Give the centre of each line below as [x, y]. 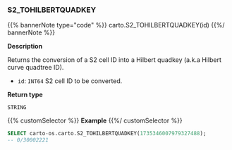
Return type [25, 95]
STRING [17, 108]
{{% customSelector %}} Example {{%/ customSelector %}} [95, 120]
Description [25, 46]
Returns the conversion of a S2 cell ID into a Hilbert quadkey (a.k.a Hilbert [115, 60]
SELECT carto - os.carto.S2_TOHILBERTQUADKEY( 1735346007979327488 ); [107, 134]
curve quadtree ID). [36, 68]
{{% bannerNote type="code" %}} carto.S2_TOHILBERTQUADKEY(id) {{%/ [116, 25]
